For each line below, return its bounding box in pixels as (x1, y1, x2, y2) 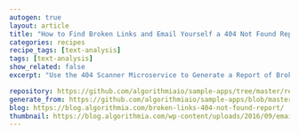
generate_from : (9, 95, 66, 104)
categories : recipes (9, 37, 86, 47)
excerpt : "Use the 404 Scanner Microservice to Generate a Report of (9, 71, 273, 80)
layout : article (9, 21, 69, 30)
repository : (9, 86, 53, 96)
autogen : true (9, 12, 62, 22)
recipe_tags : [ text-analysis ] (9, 46, 122, 55)
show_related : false (9, 63, 86, 72)
